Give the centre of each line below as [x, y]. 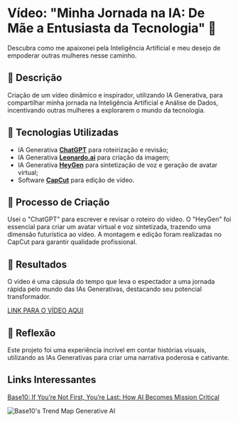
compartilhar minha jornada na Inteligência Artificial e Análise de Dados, [113, 102]
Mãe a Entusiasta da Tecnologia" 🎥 [112, 28]
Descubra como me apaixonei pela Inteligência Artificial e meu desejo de [114, 48]
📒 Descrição [35, 78]
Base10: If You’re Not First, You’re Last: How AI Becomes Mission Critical [114, 397]
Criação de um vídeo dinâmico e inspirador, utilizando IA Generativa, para [115, 95]
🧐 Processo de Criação [59, 202]
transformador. [29, 297]
